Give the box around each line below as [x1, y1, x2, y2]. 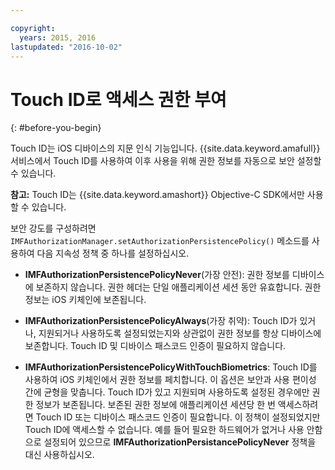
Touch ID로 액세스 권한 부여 [10, 88, 227, 111]
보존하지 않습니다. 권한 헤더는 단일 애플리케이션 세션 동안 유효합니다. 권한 [35, 281, 322, 293]
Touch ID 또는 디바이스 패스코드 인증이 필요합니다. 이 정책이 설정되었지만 [35, 411, 321, 423]
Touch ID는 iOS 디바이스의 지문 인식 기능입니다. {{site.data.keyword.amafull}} [10, 142, 321, 155]
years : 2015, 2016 [19, 32, 97, 43]
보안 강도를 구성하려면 [10, 222, 97, 235]
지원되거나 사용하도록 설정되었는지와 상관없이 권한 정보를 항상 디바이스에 [38, 327, 322, 340]
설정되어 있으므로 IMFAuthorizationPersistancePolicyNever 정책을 [43, 436, 317, 448]
